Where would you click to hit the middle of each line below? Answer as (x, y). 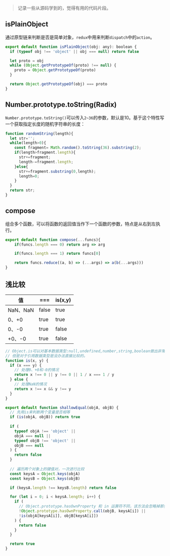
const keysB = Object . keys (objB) (45, 478)
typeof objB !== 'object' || (45, 441)
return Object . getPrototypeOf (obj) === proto (59, 84)
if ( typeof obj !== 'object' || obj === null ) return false (74, 51)
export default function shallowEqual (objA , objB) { (62, 407)
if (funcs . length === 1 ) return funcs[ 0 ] (57, 254)
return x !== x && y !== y (43, 389)
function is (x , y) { (27, 361)
